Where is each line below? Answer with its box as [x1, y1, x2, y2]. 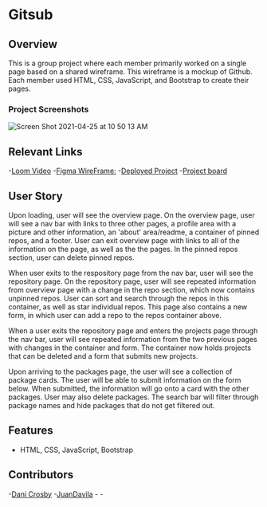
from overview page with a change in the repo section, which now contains [8, 285, 255, 294]
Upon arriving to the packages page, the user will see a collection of [8, 367, 233, 376]
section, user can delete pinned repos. [8, 253, 135, 262]
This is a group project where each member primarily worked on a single [8, 58, 247, 68]
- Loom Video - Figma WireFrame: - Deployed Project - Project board [8, 166, 228, 176]
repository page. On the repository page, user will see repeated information [8, 277, 257, 286]
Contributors [8, 468, 74, 481]
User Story [8, 189, 63, 202]
